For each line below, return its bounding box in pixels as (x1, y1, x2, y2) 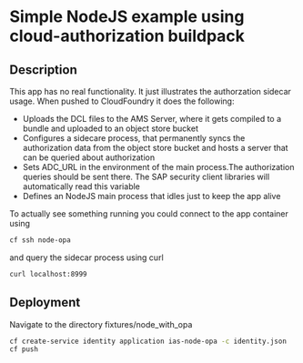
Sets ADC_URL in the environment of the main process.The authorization (22, 162, 295, 172)
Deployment (9, 295, 81, 310)
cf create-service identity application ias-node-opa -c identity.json (9, 337, 287, 346)
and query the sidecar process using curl (9, 252, 164, 263)
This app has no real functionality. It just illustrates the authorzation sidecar (9, 86, 291, 96)
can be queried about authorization (22, 152, 156, 163)
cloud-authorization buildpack (9, 25, 246, 46)
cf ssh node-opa (9, 236, 71, 245)
